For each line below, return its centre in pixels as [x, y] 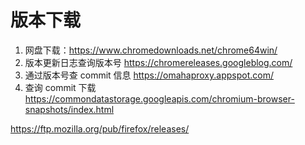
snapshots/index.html [69, 109]
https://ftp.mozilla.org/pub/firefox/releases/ [100, 128]
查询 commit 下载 [60, 87]
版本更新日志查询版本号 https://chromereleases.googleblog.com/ [158, 62]
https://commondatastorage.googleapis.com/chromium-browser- [159, 98]
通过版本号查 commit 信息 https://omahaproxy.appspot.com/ [149, 75]
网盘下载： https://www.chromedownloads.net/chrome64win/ [151, 50]
